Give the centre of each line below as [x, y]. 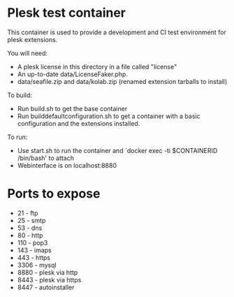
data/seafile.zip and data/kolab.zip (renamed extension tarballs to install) [122, 81]
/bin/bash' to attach [46, 158]
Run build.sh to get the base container [72, 108]
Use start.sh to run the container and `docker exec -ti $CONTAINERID [117, 150]
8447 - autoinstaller [46, 287]
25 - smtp [31, 220]
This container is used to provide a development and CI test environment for [117, 32]
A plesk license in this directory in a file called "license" [97, 66]
